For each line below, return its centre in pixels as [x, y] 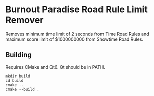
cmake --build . [22, 89]
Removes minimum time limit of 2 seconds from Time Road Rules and [78, 34]
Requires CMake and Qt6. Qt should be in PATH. [55, 67]
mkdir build [18, 76]
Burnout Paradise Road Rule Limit [76, 9]
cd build [14, 81]
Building [18, 55]
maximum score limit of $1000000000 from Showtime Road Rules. [74, 39]
